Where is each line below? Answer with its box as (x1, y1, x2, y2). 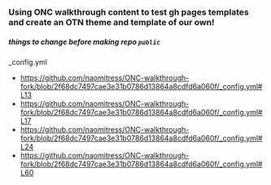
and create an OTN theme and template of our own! (8, 16, 215, 28)
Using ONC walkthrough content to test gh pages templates (8, 6, 250, 18)
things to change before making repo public (8, 37, 160, 46)
